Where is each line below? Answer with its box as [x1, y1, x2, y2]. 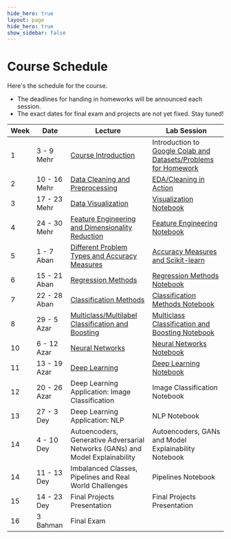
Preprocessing [70, 183, 118, 193]
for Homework [152, 163, 199, 173]
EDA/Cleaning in [152, 175, 205, 184]
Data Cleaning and [70, 175, 131, 184]
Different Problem [70, 242, 128, 252]
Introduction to [152, 138, 200, 147]
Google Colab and [152, 146, 211, 156]
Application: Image [70, 387, 131, 397]
